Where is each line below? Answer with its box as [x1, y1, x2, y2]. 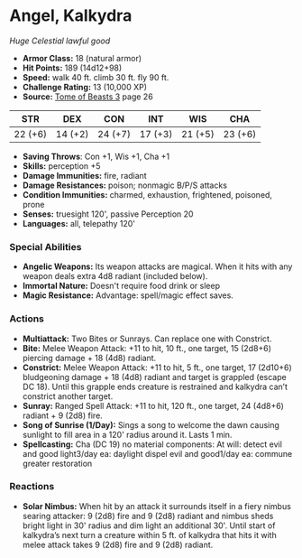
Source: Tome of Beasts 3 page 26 [22, 91, 153, 102]
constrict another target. [22, 390, 114, 402]
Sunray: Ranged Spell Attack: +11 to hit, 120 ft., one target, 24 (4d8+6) [22, 400, 284, 411]
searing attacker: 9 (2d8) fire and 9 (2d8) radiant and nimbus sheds [22, 510, 274, 521]
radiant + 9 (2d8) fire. [22, 410, 104, 421]
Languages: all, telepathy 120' [22, 218, 135, 228]
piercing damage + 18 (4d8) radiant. [22, 352, 157, 363]
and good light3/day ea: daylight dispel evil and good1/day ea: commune [22, 448, 293, 459]
